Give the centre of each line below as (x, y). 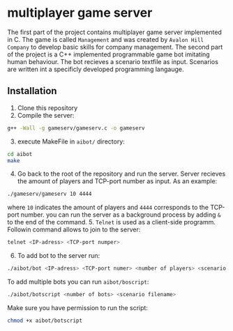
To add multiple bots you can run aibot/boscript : (78, 282)
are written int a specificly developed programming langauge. (96, 69)
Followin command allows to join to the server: (74, 230)
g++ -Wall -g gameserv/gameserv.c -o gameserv (76, 128)
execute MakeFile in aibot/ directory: (71, 141)
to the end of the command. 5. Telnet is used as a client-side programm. (112, 222)
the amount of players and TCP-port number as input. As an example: (117, 181)
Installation (32, 91)
